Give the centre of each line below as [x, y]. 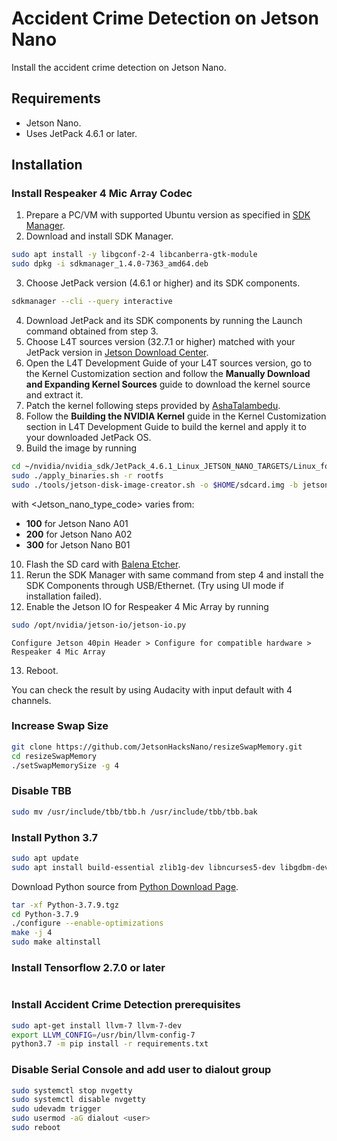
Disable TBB [41, 791]
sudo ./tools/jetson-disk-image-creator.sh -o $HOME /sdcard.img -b [155, 485]
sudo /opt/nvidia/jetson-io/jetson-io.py [99, 625]
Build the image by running [81, 448]
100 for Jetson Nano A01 [77, 523]
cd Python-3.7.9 [45, 914]
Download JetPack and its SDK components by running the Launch [164, 321]
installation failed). [64, 596]
